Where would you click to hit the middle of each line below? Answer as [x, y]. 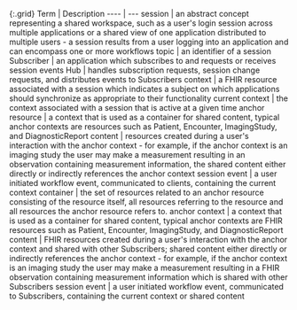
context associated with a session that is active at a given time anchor [137, 108]
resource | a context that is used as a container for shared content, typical [145, 117]
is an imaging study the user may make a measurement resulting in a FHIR [145, 267]
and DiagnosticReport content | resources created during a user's [129, 136]
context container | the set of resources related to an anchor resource [137, 192]
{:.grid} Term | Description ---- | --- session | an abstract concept [129, 14]
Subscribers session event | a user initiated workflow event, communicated [146, 287]
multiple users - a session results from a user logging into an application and [149, 42]
